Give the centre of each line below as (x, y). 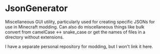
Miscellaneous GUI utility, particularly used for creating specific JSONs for (80, 22)
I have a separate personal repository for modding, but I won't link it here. (79, 46)
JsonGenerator (36, 8)
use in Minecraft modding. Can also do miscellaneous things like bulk (75, 27)
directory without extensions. (34, 37)
